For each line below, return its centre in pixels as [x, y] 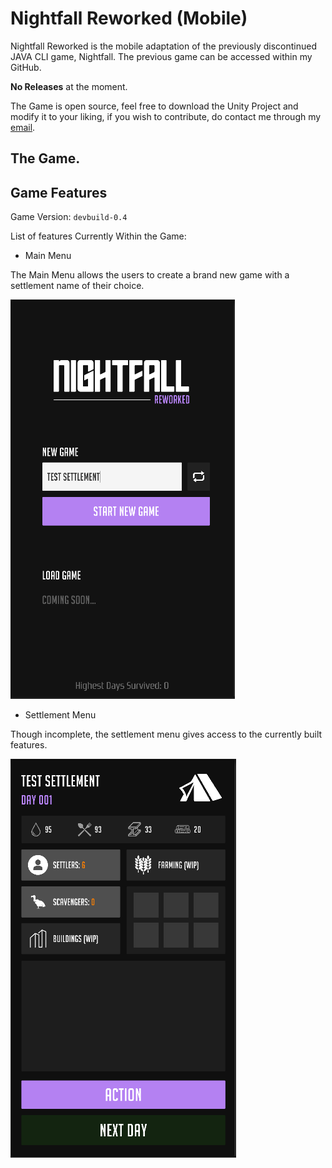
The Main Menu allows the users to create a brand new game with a [150, 275]
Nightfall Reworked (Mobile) [129, 18]
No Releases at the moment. [69, 86]
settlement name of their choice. [77, 286]
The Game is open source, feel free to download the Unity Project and [154, 106]
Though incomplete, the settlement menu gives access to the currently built [166, 734]
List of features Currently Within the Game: [98, 236]
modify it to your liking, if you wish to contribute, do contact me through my [166, 116]
